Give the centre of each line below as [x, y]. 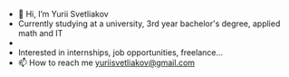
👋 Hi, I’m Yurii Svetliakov [63, 14]
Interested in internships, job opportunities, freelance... [120, 53]
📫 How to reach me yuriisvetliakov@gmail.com [106, 63]
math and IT [40, 33]
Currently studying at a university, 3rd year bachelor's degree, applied [149, 24]
